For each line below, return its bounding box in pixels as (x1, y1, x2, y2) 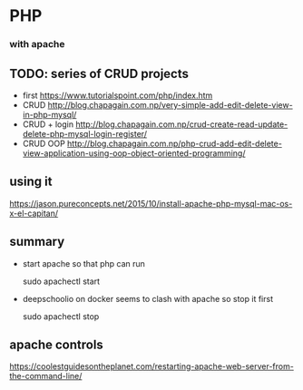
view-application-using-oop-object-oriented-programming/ (22, 147, 246, 159)
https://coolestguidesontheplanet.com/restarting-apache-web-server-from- (9, 361, 295, 372)
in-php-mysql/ (22, 109, 77, 120)
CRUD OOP (22, 138, 65, 149)
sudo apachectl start (22, 276, 101, 287)
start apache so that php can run (22, 258, 145, 268)
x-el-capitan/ (9, 208, 59, 219)
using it (9, 174, 53, 190)
